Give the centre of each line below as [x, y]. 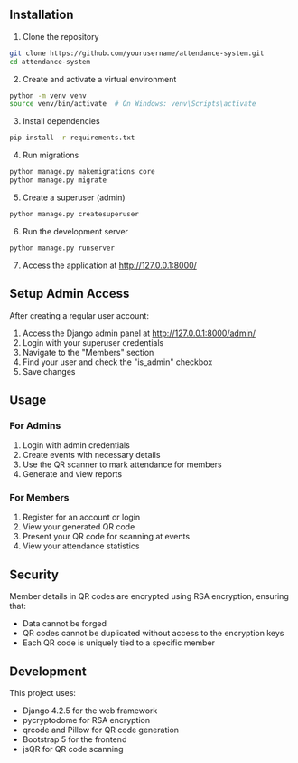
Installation [42, 15]
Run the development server [75, 231]
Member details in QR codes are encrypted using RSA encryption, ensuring [149, 596]
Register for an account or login [81, 517]
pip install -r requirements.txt [72, 138]
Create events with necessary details [91, 455]
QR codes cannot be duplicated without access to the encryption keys [153, 634]
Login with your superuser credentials [93, 342]
